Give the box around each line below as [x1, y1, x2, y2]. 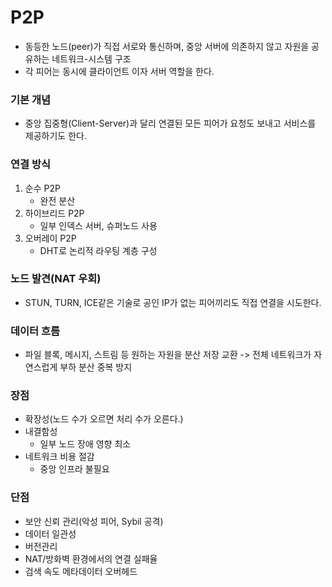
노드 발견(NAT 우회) [10, 272, 102, 286]
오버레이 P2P [24, 232, 77, 244]
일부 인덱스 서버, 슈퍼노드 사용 [39, 219, 158, 231]
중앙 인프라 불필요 [39, 463, 110, 475]
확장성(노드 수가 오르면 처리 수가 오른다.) [24, 413, 184, 425]
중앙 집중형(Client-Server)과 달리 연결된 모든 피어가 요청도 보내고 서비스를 [24, 117, 317, 130]
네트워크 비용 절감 [24, 451, 95, 463]
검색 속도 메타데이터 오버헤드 [24, 565, 138, 577]
